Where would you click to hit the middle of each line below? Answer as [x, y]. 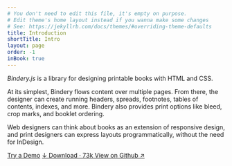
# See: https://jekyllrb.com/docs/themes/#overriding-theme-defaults [110, 26]
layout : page [26, 46]
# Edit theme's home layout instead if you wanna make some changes [108, 20]
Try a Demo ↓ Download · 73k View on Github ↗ [76, 155]
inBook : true [26, 59]
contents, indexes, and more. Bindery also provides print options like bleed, [115, 106]
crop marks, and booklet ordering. [56, 113]
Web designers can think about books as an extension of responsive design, [116, 127]
